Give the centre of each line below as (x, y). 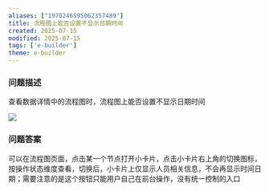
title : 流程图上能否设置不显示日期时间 (66, 23)
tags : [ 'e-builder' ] (43, 46)
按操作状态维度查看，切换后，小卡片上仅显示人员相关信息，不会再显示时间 (131, 169)
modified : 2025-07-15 (45, 38)
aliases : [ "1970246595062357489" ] (66, 16)
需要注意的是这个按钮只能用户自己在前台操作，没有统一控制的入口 (131, 178)
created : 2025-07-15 (43, 30)
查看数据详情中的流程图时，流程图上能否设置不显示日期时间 (107, 102)
